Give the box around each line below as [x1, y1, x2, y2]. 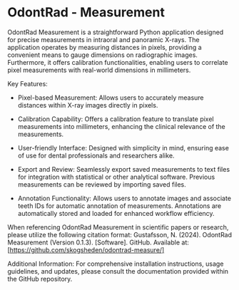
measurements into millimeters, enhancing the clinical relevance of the [17, 122, 226, 130]
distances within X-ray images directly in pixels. [17, 100, 158, 109]
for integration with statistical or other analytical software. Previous [17, 172, 215, 181]
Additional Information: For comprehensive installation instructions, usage [7, 259, 224, 268]
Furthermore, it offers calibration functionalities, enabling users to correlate [7, 58, 228, 66]
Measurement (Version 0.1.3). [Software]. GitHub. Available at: [7, 238, 189, 247]
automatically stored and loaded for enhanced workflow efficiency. [17, 209, 215, 217]
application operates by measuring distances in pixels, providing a [7, 43, 202, 51]
